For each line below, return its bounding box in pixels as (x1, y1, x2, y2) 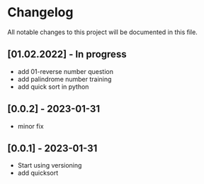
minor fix (17, 121, 44, 130)
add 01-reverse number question (17, 67, 113, 75)
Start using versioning (17, 161, 82, 170)
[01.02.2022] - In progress (7, 48, 127, 60)
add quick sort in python (17, 82, 89, 91)
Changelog (7, 4, 74, 21)
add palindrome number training (17, 75, 112, 83)
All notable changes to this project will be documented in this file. (7, 28, 198, 36)
